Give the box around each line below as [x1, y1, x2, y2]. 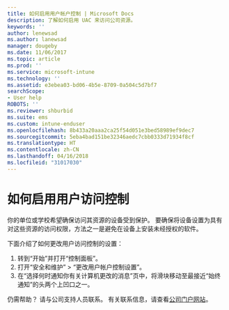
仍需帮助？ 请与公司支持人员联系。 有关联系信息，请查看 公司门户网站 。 [7, 295, 212, 303]
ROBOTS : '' [7, 101, 39, 108]
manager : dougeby [7, 42, 58, 49]
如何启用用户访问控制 [7, 191, 130, 207]
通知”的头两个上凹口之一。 [17, 280, 94, 288]
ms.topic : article [7, 56, 61, 63]
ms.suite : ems [7, 114, 49, 121]
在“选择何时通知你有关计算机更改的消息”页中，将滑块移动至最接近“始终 [17, 271, 221, 279]
